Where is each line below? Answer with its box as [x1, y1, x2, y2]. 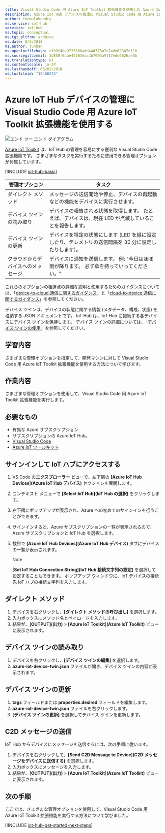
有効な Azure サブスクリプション [12, 427, 79, 433]
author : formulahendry [5, 16, 52, 21]
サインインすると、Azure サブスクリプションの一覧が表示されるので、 [12, 524, 155, 530]
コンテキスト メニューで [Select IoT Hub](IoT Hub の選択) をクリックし [12, 491, 156, 497]
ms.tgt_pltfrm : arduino [5, 35, 54, 40]
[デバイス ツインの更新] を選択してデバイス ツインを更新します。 [12, 711, 143, 717]
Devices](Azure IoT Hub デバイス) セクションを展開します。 [12, 480, 135, 486]
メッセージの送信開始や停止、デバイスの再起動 [49, 191, 158, 198]
